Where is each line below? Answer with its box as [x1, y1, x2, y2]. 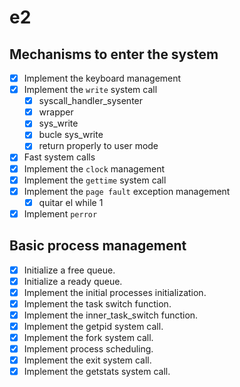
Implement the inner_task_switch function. [23, 309, 199, 321]
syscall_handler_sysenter [38, 95, 144, 107]
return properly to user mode [38, 140, 159, 152]
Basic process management [9, 237, 187, 255]
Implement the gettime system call [23, 174, 167, 186]
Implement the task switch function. [23, 297, 172, 310]
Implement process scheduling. [23, 343, 154, 355]
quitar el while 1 [38, 196, 104, 208]
